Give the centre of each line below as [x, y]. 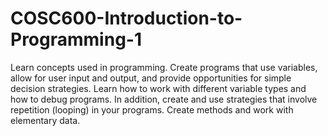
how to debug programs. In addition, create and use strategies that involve [164, 99]
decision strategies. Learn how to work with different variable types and [158, 88]
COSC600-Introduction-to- [126, 18]
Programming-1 [76, 39]
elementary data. [45, 120]
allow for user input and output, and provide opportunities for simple [151, 78]
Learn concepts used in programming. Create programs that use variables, [164, 67]
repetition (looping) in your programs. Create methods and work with [152, 109]
